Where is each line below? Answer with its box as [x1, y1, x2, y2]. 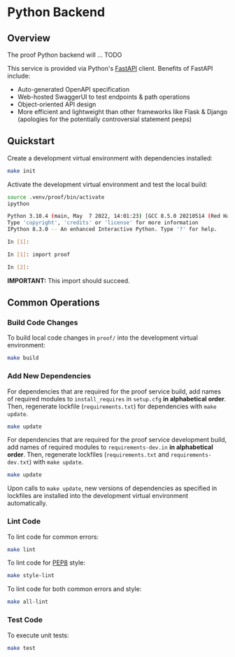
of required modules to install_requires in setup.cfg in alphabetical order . [7, 394, 227, 403]
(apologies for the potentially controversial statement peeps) [17, 115, 192, 123]
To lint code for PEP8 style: [7, 558, 85, 567]
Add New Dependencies [7, 371, 92, 381]
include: [7, 71, 31, 80]
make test [7, 644, 36, 651]
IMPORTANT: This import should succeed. [7, 276, 131, 284]
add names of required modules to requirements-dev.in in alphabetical [7, 443, 213, 452]
